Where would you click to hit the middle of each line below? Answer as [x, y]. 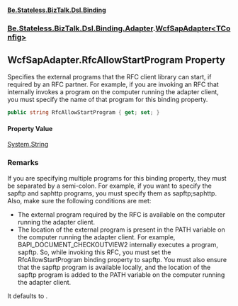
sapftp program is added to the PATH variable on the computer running [121, 274]
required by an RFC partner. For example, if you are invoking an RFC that [113, 84]
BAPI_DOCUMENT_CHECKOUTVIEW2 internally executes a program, [118, 244]
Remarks [23, 163]
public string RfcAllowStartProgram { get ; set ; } [84, 113]
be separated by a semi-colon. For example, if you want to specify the [110, 186]
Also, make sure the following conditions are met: [79, 200]
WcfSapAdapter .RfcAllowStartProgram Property [116, 60]
